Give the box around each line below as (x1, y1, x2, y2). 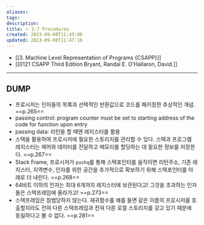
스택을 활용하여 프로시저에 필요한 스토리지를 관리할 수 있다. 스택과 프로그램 (15, 135, 192, 143)
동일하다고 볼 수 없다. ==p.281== (15, 212, 95, 219)
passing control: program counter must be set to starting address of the (15, 114, 195, 121)
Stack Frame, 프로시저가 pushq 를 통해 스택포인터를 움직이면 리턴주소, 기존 (15, 158, 191, 165)
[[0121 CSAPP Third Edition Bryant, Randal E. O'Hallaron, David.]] (15, 60, 178, 68)
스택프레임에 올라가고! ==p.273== (26, 188, 109, 196)
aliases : (6, 9, 29, 15)
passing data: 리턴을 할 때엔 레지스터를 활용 (15, 127, 120, 135)
